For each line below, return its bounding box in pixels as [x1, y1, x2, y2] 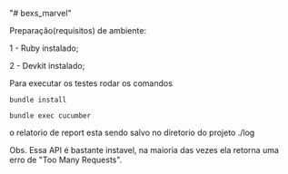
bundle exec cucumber [9, 111, 92, 121]
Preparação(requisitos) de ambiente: [9, 25, 147, 35]
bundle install [9, 95, 67, 104]
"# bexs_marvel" [9, 8, 72, 18]
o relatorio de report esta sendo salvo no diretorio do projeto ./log [9, 127, 255, 138]
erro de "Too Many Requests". [9, 154, 123, 165]
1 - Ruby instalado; [9, 43, 79, 53]
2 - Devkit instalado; [9, 61, 85, 71]
